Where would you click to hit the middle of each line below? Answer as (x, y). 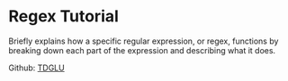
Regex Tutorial (63, 16)
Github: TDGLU (36, 68)
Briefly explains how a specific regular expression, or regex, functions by (144, 41)
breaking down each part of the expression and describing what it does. (142, 50)
